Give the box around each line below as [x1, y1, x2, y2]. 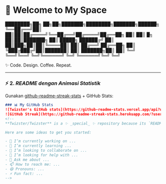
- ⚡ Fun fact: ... [5, 171, 43, 176]
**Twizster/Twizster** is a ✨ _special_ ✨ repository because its [5, 121, 147, 126]
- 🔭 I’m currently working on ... [5, 139, 77, 144]
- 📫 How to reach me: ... [5, 162, 60, 167]
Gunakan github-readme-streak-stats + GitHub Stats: [5, 93, 114, 99]
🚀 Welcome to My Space [5, 4, 107, 16]
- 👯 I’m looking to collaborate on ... [5, 148, 87, 153]
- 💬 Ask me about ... [5, 157, 50, 162]
